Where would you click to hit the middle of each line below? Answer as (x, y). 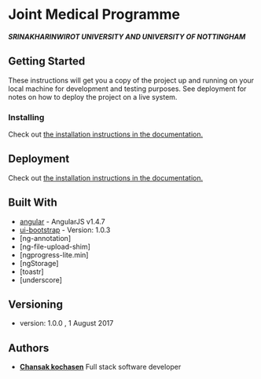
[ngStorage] (39, 263)
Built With (33, 203)
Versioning (35, 304)
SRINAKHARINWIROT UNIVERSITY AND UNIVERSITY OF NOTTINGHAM (127, 36)
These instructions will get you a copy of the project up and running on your (131, 80)
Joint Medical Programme (94, 15)
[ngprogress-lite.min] (54, 255)
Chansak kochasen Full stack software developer (100, 367)
